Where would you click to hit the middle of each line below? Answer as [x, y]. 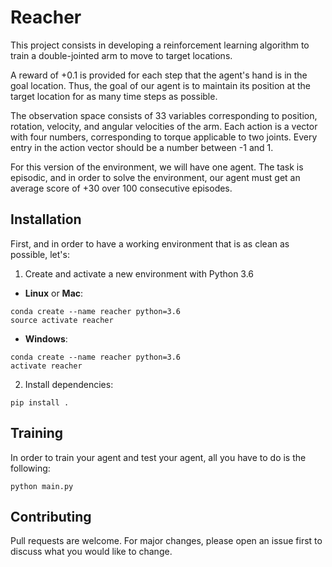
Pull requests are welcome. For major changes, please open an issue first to [166, 541]
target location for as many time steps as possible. [114, 96]
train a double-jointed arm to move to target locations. [121, 55]
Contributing [51, 516]
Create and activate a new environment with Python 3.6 [139, 273]
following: [30, 468]
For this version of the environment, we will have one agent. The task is [157, 167]
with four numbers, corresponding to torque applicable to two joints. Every [164, 137]
